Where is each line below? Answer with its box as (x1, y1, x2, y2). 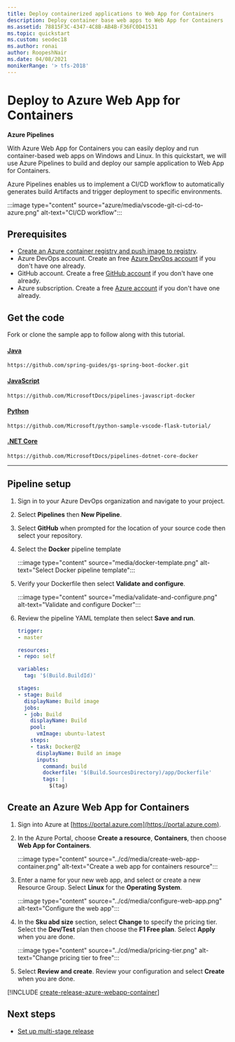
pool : (30, 724, 47, 731)
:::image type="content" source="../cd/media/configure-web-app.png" (17, 897, 222, 905)
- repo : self (17, 653, 56, 660)
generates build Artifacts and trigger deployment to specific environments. (7, 187, 222, 196)
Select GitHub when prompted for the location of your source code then (17, 524, 226, 532)
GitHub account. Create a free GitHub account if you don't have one (17, 269, 214, 278)
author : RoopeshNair (7, 50, 68, 57)
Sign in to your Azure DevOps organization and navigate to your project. (17, 497, 225, 505)
